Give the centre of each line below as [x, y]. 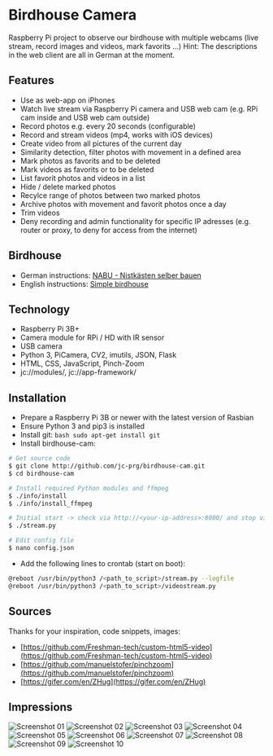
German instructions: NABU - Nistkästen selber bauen [110, 275]
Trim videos [40, 213]
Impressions [41, 707]
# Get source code [39, 459]
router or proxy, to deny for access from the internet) [108, 230]
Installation [37, 398]
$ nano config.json [41, 548]
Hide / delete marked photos [68, 187]
